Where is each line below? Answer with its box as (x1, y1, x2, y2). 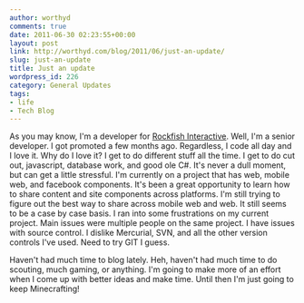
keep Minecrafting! (9, 283, 80, 295)
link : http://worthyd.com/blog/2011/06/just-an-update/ (9, 47, 225, 56)
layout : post (9, 38, 59, 48)
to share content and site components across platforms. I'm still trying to (9, 189, 281, 200)
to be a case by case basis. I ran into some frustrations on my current (9, 208, 270, 219)
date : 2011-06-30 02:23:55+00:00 (9, 30, 136, 39)
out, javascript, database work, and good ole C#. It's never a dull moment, (9, 160, 286, 171)
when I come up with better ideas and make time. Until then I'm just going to (9, 274, 295, 285)
